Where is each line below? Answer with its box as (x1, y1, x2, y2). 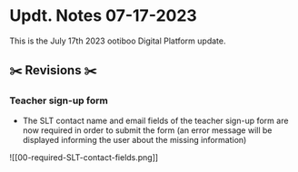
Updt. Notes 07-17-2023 (9, 5, 197, 26)
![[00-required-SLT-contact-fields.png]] (9, 151, 159, 163)
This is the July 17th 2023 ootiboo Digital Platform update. (9, 35, 226, 46)
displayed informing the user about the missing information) (22, 134, 247, 145)
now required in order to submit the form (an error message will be (22, 124, 273, 136)
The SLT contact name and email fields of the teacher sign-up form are (22, 115, 289, 126)
